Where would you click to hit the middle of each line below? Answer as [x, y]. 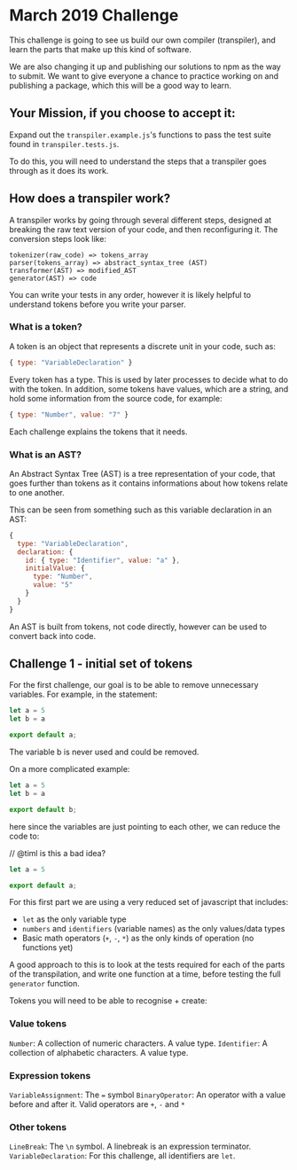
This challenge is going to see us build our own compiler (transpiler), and [143, 40]
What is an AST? [46, 455]
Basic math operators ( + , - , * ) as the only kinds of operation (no [138, 938]
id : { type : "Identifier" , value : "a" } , [102, 560]
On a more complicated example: [70, 769]
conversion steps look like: [58, 238]
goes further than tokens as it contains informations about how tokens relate [148, 483]
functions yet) [47, 948]
